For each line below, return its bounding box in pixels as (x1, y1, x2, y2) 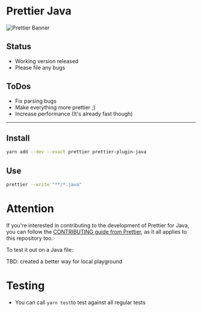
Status (6, 41, 32, 52)
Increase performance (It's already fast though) (14, 110, 133, 117)
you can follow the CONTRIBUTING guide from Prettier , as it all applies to (6, 228, 188, 235)
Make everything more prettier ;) (14, 103, 96, 111)
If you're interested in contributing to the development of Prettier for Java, (6, 221, 189, 229)
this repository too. (6, 234, 53, 242)
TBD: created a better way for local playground (6, 257, 123, 265)
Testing (6, 279, 45, 293)
